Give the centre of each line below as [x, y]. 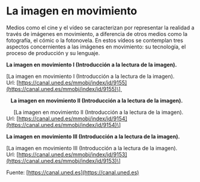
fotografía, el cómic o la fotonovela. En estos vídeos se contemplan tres [95, 40]
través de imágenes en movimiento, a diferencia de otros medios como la [97, 34]
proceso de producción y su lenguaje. [53, 53]
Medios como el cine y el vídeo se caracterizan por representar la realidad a [100, 28]
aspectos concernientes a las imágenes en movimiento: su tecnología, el [96, 47]
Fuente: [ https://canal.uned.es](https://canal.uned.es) [73, 172]
